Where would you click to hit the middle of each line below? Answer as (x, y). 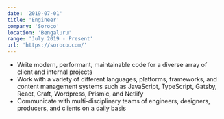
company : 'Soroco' (33, 26)
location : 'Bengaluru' (39, 32)
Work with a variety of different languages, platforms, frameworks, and (117, 79)
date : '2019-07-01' (35, 13)
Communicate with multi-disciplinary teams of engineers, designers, (113, 101)
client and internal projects (54, 72)
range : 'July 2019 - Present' (50, 39)
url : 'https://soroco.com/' (47, 45)
